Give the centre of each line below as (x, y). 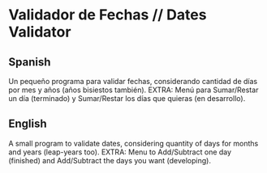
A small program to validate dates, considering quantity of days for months (133, 143)
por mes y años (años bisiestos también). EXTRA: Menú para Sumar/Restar (133, 90)
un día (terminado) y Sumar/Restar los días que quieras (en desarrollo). (127, 98)
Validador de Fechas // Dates (108, 15)
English (28, 124)
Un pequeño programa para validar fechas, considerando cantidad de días (133, 81)
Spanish (30, 62)
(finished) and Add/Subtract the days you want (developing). (110, 160)
